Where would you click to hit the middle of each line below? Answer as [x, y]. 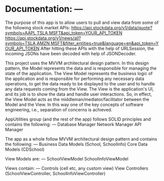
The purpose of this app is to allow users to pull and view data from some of [82, 22]
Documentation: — [44, 9]
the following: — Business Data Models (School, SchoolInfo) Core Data [76, 144]
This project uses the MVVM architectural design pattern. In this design [77, 63]
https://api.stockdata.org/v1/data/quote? [112, 27]
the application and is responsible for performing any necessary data [75, 79]
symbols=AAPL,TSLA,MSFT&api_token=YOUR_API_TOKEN [64, 33]
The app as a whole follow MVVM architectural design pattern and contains [81, 139]
